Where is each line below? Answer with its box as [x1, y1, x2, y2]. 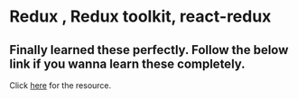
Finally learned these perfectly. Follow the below [9, 42, 289, 58]
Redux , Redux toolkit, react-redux [9, 6, 272, 27]
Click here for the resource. [9, 80, 112, 91]
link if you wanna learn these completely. [9, 56, 246, 71]
